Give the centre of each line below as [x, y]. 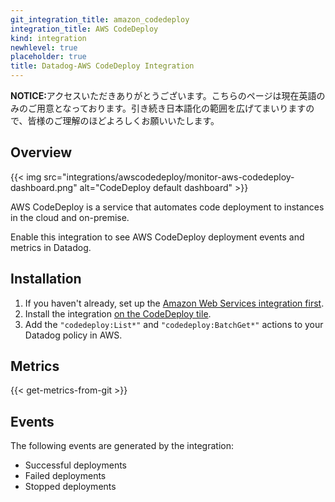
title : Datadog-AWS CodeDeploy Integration [102, 66]
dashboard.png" [44, 187]
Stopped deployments [70, 487]
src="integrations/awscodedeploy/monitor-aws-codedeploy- [169, 177]
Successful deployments [75, 465]
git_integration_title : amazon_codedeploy [100, 19]
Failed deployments [65, 476]
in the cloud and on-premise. [70, 217]
